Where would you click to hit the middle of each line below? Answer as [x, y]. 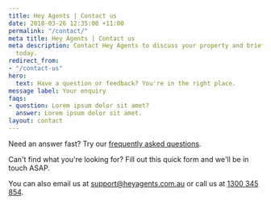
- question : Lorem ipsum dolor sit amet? [79, 106]
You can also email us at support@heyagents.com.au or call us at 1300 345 [133, 183]
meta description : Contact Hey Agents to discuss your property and [126, 46]
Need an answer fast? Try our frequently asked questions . [105, 144]
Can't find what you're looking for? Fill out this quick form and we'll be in [129, 159]
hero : [17, 76]
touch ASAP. [29, 168]
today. [27, 53]
